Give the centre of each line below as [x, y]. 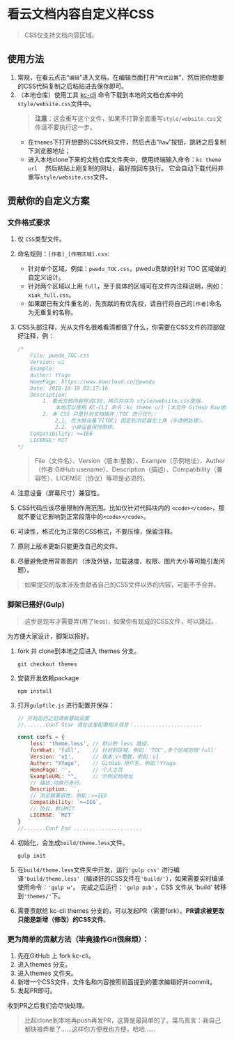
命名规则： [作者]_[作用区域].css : [63, 254]
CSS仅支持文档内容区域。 [61, 35]
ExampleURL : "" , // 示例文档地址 [82, 776]
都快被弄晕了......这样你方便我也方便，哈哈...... [90, 1029]
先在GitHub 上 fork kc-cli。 [56, 955]
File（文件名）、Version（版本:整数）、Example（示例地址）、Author [130, 461]
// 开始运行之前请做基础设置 [53, 718]
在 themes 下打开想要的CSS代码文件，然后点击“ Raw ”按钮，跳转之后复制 [127, 142]
